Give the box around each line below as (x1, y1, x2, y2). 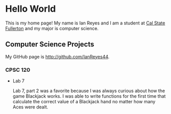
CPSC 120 (5, 66, 31, 73)
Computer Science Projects (5, 40, 95, 49)
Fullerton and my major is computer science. (5, 25, 99, 31)
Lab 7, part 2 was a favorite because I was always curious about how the (12, 88, 165, 94)
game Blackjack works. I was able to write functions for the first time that (12, 93, 166, 99)
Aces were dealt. (12, 104, 48, 110)
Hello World (5, 3, 56, 15)
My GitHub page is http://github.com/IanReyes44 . (5, 53, 110, 60)
